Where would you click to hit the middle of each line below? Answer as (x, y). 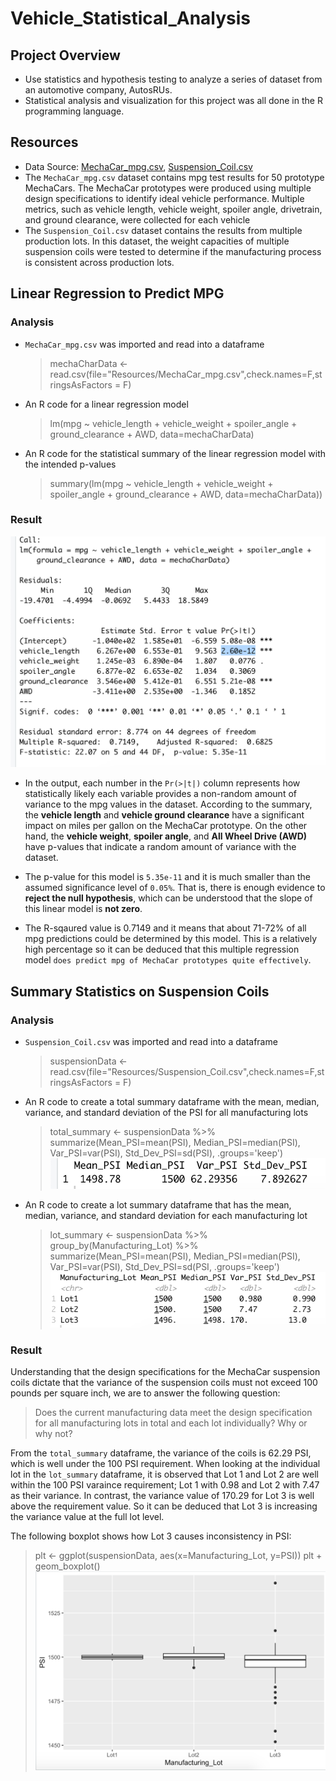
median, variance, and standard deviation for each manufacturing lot (166, 1216)
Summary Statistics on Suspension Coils (140, 991)
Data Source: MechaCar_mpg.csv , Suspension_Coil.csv (138, 166)
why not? (53, 1434)
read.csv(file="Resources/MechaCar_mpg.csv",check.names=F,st (186, 374)
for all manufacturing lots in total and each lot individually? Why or (171, 1423)
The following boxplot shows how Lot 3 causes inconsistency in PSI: (151, 1536)
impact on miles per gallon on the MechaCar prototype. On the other (166, 826)
